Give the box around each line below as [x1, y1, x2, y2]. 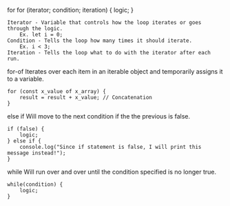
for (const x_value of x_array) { [7, 88, 107, 95]
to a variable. [7, 75, 45, 83]
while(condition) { [7, 181, 63, 188]
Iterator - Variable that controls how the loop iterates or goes [7, 19, 202, 26]
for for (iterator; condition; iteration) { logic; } [7, 6, 134, 14]
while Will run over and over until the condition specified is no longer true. [7, 168, 217, 176]
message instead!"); [7, 150, 67, 156]
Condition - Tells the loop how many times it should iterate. [7, 37, 193, 44]
